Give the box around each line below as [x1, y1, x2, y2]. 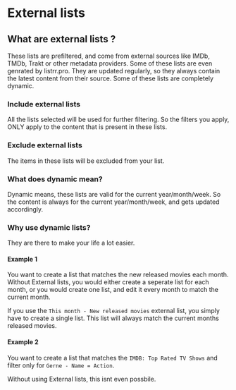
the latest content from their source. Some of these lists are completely [7, 74, 213, 83]
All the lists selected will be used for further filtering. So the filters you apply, [7, 115, 230, 124]
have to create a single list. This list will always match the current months [7, 314, 220, 322]
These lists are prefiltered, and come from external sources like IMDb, [7, 51, 210, 60]
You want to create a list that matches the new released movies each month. [7, 270, 229, 279]
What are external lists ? [7, 33, 116, 45]
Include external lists [7, 99, 81, 109]
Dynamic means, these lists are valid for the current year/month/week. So [7, 190, 221, 198]
